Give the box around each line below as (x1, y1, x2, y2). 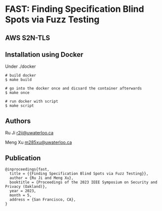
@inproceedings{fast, (5, 167, 50, 172)
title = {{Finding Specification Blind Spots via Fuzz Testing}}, (9, 171, 149, 176)
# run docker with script (5, 99, 58, 104)
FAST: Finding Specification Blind (5, 3, 144, 15)
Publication (5, 154, 41, 162)
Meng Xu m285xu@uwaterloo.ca (5, 139, 72, 145)
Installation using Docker (5, 50, 84, 59)
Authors (5, 117, 31, 125)
